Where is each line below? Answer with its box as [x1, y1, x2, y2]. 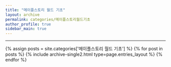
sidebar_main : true [5, 26, 47, 31]
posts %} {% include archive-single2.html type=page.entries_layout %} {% [5, 51, 163, 57]
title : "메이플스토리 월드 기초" [5, 7, 66, 13]
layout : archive [5, 12, 40, 17]
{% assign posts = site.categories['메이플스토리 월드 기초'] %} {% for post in [5, 46, 163, 52]
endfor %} [5, 57, 27, 63]
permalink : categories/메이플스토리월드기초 [5, 17, 91, 22]
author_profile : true [5, 21, 51, 27]
